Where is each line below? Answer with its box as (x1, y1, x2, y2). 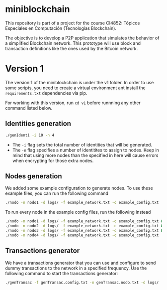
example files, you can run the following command (5, 190, 108, 196)
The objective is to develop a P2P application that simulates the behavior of (5, 35, 160, 41)
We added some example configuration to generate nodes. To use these (5, 185, 153, 191)
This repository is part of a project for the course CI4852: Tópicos (5, 20, 140, 26)
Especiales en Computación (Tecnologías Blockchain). (5, 25, 117, 31)
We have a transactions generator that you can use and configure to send (5, 260, 156, 266)
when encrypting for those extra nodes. (12, 157, 94, 163)
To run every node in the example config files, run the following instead (5, 209, 151, 215)
